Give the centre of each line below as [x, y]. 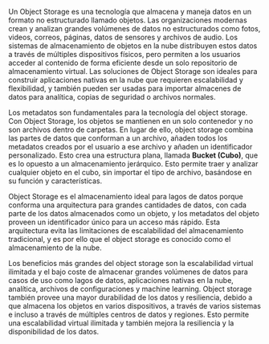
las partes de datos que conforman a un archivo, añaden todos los [118, 138]
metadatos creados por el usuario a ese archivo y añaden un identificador [130, 147]
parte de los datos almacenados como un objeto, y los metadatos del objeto [134, 213]
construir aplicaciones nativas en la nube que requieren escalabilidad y [126, 80]
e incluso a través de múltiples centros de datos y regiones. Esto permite [129, 314]
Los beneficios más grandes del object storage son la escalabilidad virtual [131, 263]
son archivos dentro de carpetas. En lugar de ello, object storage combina [131, 129]
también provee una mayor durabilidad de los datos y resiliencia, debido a [130, 297]
